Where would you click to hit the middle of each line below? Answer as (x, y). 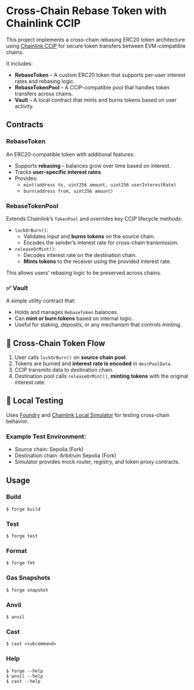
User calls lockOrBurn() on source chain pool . (71, 358)
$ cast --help (24, 681)
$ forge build (24, 509)
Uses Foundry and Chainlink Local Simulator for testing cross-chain (88, 415)
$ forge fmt (21, 563)
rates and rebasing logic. (45, 81)
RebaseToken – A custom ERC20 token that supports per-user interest (100, 75)
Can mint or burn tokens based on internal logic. (74, 318)
